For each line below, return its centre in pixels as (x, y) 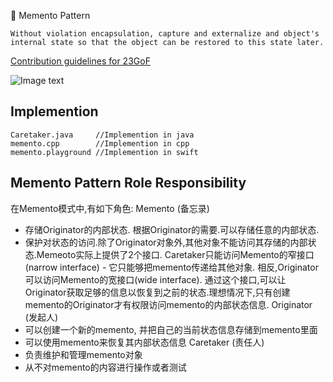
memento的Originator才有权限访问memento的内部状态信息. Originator (168, 304)
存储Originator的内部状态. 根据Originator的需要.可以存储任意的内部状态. (172, 229)
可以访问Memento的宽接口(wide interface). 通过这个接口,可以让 (155, 279)
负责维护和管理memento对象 (83, 354)
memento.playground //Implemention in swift (104, 152)
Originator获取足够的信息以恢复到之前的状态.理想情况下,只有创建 (157, 292)
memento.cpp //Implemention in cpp (100, 143)
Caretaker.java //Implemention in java (102, 135)
